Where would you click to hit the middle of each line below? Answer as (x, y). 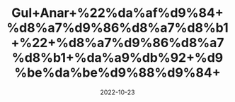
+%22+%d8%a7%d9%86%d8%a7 (117, 43)
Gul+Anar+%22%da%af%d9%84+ (117, 13)
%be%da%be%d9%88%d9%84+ (117, 73)
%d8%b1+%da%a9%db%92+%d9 (117, 58)
